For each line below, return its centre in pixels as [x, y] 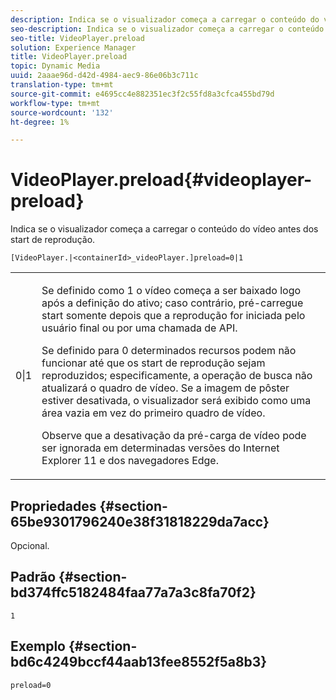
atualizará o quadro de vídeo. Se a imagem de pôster [165, 388]
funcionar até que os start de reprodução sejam [153, 363]
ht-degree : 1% [40, 122]
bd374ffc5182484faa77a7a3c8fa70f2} [133, 592]
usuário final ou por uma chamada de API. [139, 328]
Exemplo [38, 646]
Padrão [33, 577]
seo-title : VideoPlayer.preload [77, 38]
